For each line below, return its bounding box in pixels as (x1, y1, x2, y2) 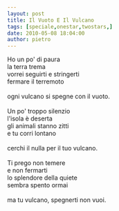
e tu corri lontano (7, 130, 57, 138)
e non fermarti (7, 166, 48, 175)
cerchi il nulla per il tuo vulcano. (7, 144, 98, 153)
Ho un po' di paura (7, 55, 61, 63)
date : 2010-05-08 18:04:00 (7, 29, 85, 37)
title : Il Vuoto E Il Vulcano (7, 17, 95, 24)
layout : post (7, 10, 45, 17)
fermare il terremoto (7, 77, 64, 86)
